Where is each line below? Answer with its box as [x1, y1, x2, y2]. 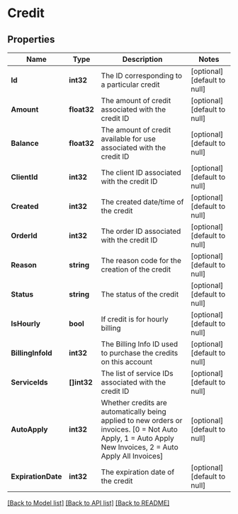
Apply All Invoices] [101, 451, 164, 461]
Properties [7, 33, 55, 45]
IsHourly [11, 318, 41, 328]
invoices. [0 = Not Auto [101, 424, 178, 434]
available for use [101, 134, 156, 144]
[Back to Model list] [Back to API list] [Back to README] [7, 499, 170, 507]
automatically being [101, 407, 166, 417]
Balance [11, 139, 39, 148]
